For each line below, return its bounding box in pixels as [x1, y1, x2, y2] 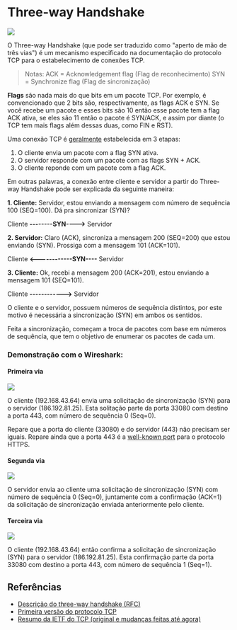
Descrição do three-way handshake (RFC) [17, 600, 141, 609]
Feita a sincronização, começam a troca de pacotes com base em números [7, 324, 226, 333]
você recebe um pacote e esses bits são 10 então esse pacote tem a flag [7, 105, 220, 114]
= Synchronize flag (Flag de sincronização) [24, 77, 151, 86]
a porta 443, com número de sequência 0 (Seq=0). [7, 411, 156, 420]
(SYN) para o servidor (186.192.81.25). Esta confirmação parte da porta [7, 553, 214, 561]
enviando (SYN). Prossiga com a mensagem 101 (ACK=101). [7, 241, 180, 249]
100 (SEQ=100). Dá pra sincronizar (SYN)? [7, 206, 131, 214]
